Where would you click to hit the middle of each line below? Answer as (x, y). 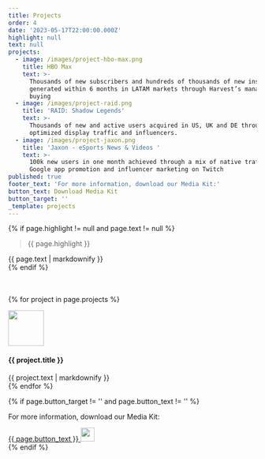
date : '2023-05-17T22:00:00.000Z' (65, 30)
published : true (35, 177)
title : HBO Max (47, 67)
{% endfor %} (31, 386)
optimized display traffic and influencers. (103, 132)
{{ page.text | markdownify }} (56, 259)
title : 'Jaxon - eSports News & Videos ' (91, 147)
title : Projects (35, 15)
